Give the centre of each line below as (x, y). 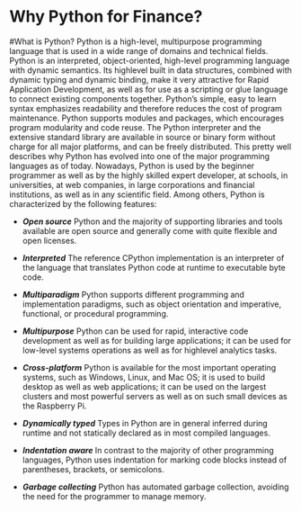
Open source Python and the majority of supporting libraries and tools (152, 221)
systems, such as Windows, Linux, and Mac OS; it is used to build (144, 377)
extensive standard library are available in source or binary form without (142, 137)
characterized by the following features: (83, 203)
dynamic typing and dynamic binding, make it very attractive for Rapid (139, 79)
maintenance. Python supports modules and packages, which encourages (147, 118)
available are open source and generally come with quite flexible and (150, 230)
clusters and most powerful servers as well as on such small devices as (155, 396)
